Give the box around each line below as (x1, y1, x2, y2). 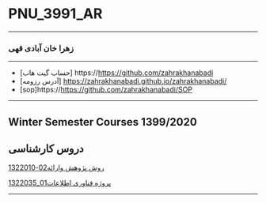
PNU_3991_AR (8, 5, 103, 23)
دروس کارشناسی (8, 142, 85, 156)
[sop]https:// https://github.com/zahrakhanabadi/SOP (19, 85, 192, 95)
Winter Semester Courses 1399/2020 (8, 115, 198, 129)
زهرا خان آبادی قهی (8, 43, 74, 54)
